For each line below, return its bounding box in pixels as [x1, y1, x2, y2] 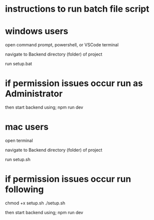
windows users [5, 26, 68, 37]
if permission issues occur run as [5, 78, 143, 89]
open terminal [5, 138, 33, 143]
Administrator [5, 88, 63, 100]
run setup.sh [5, 157, 31, 162]
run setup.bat [5, 61, 32, 67]
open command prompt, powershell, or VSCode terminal [5, 42, 119, 48]
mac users [5, 121, 49, 133]
